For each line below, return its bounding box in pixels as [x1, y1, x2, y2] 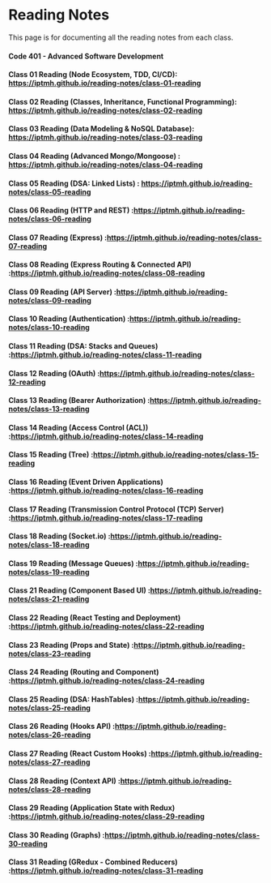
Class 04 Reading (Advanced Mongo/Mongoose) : [8, 151, 180, 161]
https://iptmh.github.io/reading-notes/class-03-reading [8, 132, 203, 143]
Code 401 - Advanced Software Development [8, 51, 164, 61]
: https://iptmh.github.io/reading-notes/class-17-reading [8, 512, 204, 522]
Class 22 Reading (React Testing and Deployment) [8, 613, 181, 622]
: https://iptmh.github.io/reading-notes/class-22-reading [8, 622, 205, 631]
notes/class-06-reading [8, 214, 91, 224]
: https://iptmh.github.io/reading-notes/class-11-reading [8, 350, 202, 360]
